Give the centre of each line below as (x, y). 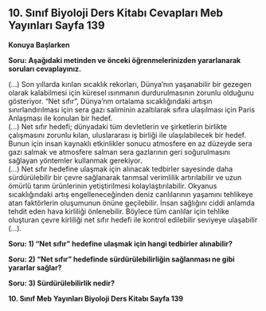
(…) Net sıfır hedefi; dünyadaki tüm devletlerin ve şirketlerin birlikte (118, 126)
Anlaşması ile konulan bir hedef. (61, 118)
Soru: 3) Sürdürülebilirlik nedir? (62, 283)
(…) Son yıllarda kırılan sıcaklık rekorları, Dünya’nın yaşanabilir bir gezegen (130, 84)
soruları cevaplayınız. (45, 69)
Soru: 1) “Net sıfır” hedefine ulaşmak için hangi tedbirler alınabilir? (121, 243)
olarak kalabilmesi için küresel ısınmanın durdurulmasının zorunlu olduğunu (131, 93)
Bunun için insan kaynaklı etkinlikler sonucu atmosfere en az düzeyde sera (130, 144)
